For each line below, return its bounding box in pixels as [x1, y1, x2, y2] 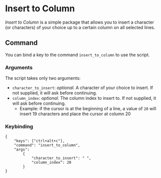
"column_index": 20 [31, 160, 71, 165]
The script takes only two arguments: [5, 75, 81, 81]
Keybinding [5, 123, 33, 130]
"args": [14, 147, 30, 152]
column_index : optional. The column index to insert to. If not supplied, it [12, 95, 157, 101]
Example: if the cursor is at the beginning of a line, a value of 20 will [19, 106, 157, 112]
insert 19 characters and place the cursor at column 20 [19, 111, 131, 117]
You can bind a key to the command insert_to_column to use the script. [5, 52, 150, 58]
